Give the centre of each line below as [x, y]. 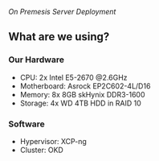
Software [27, 124]
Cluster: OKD [42, 150]
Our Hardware [36, 60]
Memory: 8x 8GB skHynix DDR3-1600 [83, 94]
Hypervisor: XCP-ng [53, 141]
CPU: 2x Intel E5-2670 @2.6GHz [73, 77]
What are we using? [59, 37]
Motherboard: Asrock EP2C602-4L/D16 [85, 86]
